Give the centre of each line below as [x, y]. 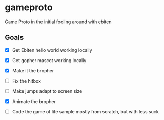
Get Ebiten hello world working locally [52, 50]
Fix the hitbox [27, 81]
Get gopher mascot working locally [49, 60]
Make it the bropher [33, 70]
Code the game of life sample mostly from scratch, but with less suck [86, 112]
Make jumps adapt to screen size [47, 91]
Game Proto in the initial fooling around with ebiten [58, 22]
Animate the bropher [34, 102]
